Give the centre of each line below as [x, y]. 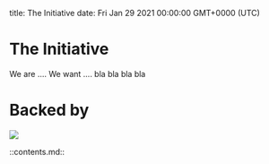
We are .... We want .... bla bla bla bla [78, 73]
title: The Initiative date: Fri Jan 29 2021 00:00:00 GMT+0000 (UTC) [134, 13]
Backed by [49, 110]
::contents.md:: [37, 151]
